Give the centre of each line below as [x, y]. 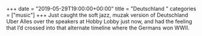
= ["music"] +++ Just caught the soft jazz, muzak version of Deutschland [97, 15]
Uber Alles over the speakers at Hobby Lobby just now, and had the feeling [99, 21]
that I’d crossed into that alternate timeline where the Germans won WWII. [98, 28]
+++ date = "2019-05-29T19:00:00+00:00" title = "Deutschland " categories [101, 9]
